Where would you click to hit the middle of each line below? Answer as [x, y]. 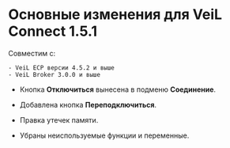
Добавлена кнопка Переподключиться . [88, 104]
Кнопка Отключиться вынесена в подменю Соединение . [117, 89]
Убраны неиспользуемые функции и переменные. [104, 135]
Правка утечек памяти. [59, 120]
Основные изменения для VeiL [115, 15]
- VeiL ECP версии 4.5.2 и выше [61, 68]
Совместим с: [32, 53]
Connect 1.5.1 [53, 31]
